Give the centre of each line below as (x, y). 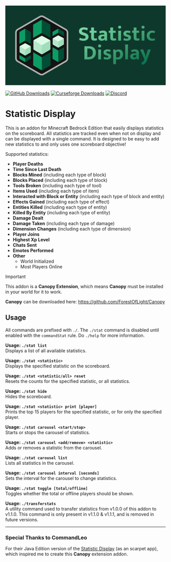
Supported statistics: (27, 154)
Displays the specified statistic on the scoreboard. (58, 366)
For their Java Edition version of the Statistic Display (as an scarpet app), (82, 549)
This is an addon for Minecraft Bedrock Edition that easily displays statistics (84, 128)
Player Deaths (28, 164)
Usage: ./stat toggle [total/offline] (47, 488)
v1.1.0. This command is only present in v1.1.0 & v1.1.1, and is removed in (80, 514)
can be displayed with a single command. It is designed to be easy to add (82, 138)
